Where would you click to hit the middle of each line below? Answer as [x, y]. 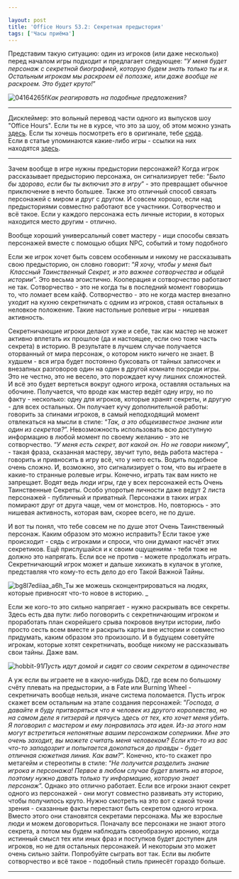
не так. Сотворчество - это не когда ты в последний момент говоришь [116, 287]
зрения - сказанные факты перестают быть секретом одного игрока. [113, 809]
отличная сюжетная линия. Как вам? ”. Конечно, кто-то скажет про [110, 756]
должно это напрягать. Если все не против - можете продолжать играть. [119, 557]
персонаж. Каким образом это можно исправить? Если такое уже [109, 534]
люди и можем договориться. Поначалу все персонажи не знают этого [117, 823]
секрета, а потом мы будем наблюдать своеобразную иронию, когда [113, 831]
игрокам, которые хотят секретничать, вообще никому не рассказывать [118, 645]
